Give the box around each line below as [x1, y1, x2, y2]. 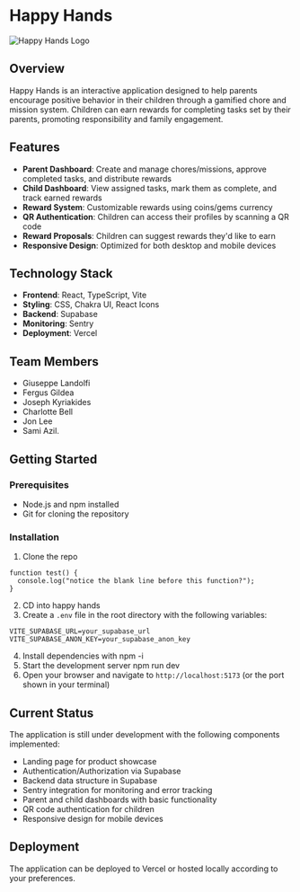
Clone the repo [22, 552, 78, 562]
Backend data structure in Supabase [22, 774, 158, 786]
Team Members [9, 354, 99, 369]
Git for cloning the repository [22, 508, 129, 519]
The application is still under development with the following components [9, 729, 280, 739]
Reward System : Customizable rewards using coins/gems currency [22, 201, 273, 212]
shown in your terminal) [22, 679, 110, 690]
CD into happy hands [22, 600, 101, 611]
